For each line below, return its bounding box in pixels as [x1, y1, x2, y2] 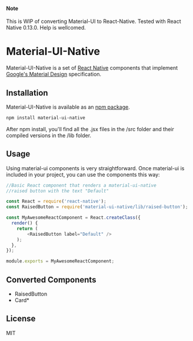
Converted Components [6, 275, 96, 285]
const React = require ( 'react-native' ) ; [6, 199, 107, 204]
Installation [6, 87, 48, 98]
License [6, 314, 36, 324]
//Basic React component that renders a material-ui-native [6, 182, 157, 189]
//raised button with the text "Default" [6, 188, 109, 194]
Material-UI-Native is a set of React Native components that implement [6, 64, 178, 72]
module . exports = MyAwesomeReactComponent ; [6, 258, 115, 264]
